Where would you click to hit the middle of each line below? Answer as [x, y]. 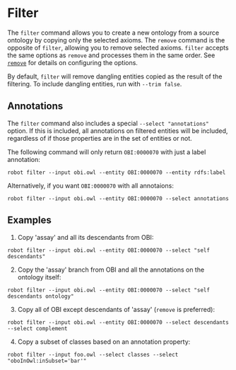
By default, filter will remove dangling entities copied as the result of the [115, 76]
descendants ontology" [41, 296]
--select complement [38, 328]
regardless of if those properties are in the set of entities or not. [100, 138]
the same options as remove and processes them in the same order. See [111, 55]
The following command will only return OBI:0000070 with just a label [107, 152]
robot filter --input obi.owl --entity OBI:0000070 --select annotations [118, 198]
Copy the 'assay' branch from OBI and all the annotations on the [111, 270]
